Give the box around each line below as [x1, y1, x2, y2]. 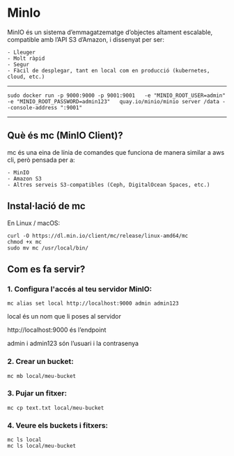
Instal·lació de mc [7, 200, 86, 212]
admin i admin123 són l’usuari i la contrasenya [7, 340, 139, 348]
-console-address [7, 104, 58, 111]
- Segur [7, 61, 30, 68]
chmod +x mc [7, 238, 42, 245]
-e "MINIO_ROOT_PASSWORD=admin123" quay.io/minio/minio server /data [7, 98, 219, 105]
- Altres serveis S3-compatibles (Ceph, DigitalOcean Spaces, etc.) [7, 181, 210, 188]
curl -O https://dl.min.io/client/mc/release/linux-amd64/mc [7, 232, 189, 239]
